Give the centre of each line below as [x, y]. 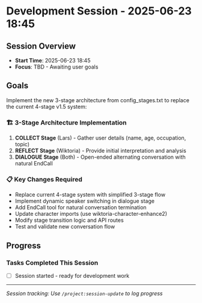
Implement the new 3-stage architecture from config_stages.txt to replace [98, 100]
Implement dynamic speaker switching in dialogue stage [85, 201]
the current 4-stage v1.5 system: [47, 106]
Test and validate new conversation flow [65, 227]
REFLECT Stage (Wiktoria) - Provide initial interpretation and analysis [100, 151]
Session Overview [41, 46]
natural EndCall [34, 164]
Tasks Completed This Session [52, 263]
